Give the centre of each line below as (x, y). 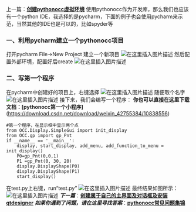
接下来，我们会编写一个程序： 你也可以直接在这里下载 (124, 100)
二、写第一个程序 (30, 78)
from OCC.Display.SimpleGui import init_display (67, 130)
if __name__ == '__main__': (40, 141)
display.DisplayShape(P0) (48, 166)
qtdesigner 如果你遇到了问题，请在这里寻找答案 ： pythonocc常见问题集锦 (96, 203)
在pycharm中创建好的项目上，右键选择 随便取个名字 (96, 92)
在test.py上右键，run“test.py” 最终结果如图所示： (92, 188)
